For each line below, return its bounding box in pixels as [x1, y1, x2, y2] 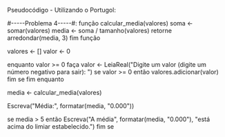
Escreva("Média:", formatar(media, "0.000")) [7, 102, 135, 109]
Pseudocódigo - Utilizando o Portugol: [7, 6, 116, 14]
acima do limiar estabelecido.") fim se [7, 123, 115, 130]
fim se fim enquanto [7, 75, 64, 83]
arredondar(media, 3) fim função [7, 34, 101, 42]
